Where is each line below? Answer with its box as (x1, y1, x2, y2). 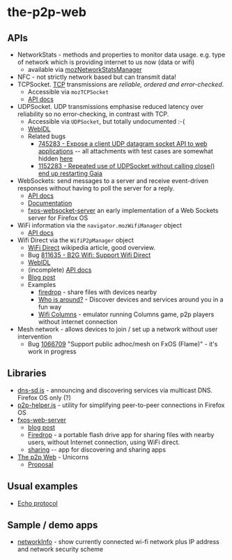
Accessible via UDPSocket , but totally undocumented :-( (27, 117, 185, 126)
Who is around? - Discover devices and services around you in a (38, 295, 224, 304)
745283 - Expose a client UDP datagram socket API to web (38, 140, 208, 147)
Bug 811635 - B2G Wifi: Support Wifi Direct (27, 251, 151, 259)
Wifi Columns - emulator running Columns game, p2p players (38, 310, 215, 318)
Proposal (27, 460, 54, 469)
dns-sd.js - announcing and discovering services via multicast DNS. (17, 385, 213, 395)
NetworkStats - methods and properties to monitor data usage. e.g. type (17, 50, 226, 59)
